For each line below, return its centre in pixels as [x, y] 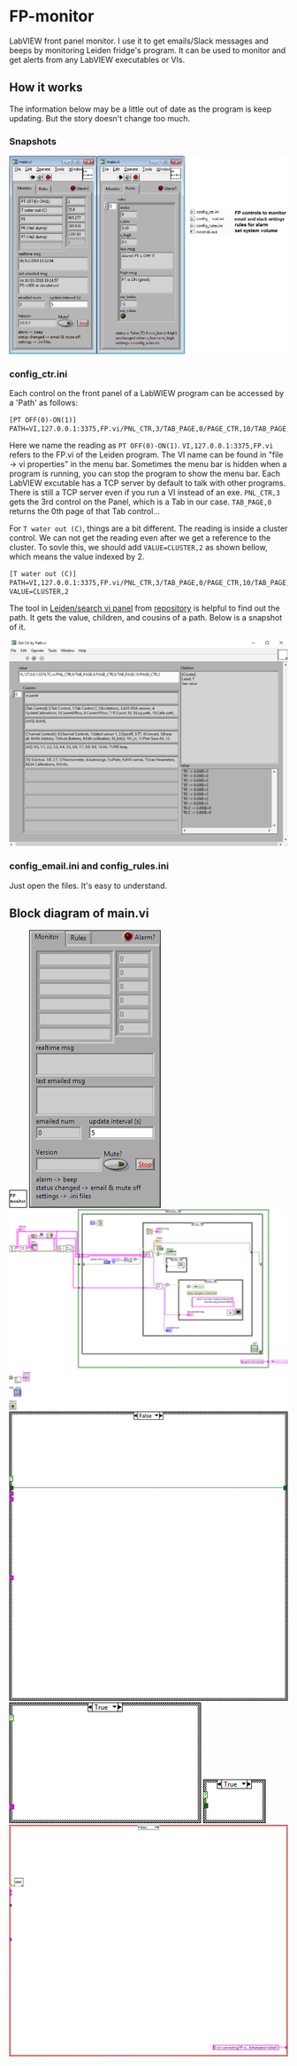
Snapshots [33, 141]
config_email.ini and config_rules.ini [89, 866]
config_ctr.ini [38, 374]
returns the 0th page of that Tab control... [85, 511]
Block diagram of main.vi [79, 913]
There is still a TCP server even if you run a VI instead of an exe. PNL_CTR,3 [145, 493]
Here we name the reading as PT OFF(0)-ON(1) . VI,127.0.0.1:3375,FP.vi [141, 446]
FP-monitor [52, 16]
